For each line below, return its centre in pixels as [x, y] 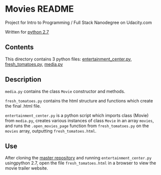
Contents [19, 47]
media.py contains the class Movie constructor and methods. [65, 91]
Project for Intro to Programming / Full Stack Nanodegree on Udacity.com [79, 22]
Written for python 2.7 [27, 32]
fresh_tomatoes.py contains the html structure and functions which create [79, 100]
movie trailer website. [27, 168]
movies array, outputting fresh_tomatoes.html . [51, 131]
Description [23, 80]
